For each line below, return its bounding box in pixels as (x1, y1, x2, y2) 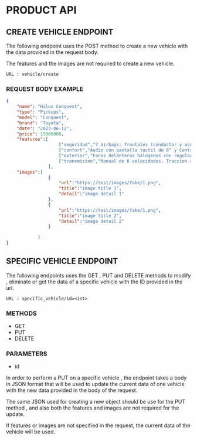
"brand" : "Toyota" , (16, 120, 64, 126)
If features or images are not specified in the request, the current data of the (6, 422, 191, 429)
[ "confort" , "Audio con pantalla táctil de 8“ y (58, 147, 177, 153)
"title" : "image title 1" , (58, 185, 122, 191)
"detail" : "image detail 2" (58, 218, 125, 224)
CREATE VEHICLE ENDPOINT (6, 27, 114, 37)
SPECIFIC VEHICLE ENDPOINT (6, 256, 118, 266)
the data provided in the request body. (6, 49, 98, 56)
